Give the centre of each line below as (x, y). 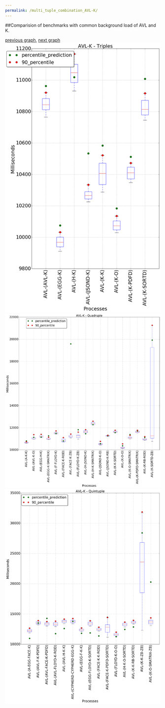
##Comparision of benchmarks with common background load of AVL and (81, 25)
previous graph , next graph (33, 40)
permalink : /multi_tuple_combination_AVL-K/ (51, 10)
